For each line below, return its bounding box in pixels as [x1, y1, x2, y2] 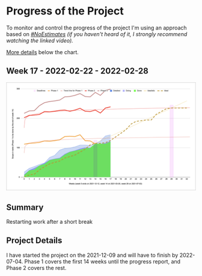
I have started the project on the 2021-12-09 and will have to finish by [6, 251, 179, 259]
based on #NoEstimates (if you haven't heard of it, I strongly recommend [6, 30, 188, 37]
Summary [6, 202, 44, 212]
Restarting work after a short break [6, 218, 93, 225]
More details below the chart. [6, 48, 79, 55]
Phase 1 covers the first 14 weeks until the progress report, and [24, 257, 181, 265]
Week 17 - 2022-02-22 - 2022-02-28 [6, 66, 148, 76]
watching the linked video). [6, 37, 73, 44]
